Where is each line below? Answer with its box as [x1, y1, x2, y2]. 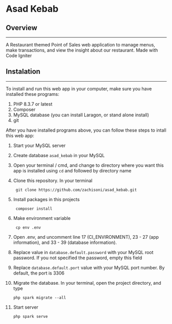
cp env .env [15, 225, 41, 230]
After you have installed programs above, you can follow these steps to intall [6, 127, 166, 133]
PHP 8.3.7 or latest [13, 101, 53, 107]
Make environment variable [13, 215, 71, 221]
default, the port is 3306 [13, 270, 65, 276]
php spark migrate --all [13, 295, 66, 300]
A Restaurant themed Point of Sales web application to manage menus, [6, 42, 155, 47]
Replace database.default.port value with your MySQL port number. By [13, 264, 165, 270]
